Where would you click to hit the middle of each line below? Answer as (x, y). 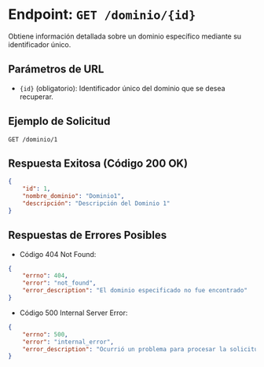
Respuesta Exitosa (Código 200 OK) (98, 163)
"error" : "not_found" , (59, 283)
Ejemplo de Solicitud (59, 121)
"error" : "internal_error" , (68, 342)
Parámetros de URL (56, 70)
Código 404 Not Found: (58, 254)
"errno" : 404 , (45, 276)
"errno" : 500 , (45, 334)
